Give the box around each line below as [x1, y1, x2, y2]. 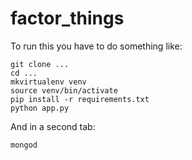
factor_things [10, 7, 125, 30]
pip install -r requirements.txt [10, 94, 150, 104]
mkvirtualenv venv [10, 77, 87, 87]
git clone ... [10, 59, 70, 69]
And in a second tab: [10, 120, 96, 132]
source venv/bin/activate [10, 85, 118, 96]
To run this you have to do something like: [10, 40, 183, 52]
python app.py [10, 103, 70, 113]
